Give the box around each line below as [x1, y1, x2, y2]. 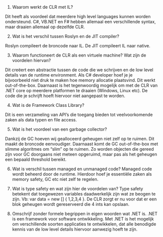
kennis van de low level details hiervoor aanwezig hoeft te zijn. [12, 226, 138, 232]
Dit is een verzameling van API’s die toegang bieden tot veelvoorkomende [5, 112, 153, 118]
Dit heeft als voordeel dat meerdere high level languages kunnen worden [5, 14, 151, 19]
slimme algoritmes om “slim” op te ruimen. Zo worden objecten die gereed [5, 146, 154, 152]
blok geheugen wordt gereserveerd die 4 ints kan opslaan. [12, 201, 130, 207]
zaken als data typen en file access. [5, 117, 77, 122]
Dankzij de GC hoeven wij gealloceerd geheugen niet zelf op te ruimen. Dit [5, 136, 155, 141]
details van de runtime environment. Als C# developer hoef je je [5, 72, 133, 78]
